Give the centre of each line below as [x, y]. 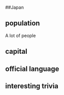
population [23, 23]
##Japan [15, 7]
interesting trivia [32, 86]
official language [32, 69]
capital [16, 52]
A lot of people [21, 36]
